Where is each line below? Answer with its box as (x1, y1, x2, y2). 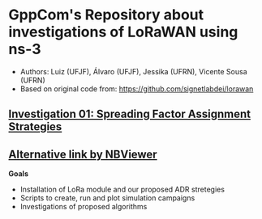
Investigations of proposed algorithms (19, 202, 148, 212)
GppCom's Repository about (8, 6, 204, 24)
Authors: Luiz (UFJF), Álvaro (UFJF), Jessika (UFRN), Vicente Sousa (19, 66, 247, 76)
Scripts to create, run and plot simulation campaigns (19, 193, 195, 203)
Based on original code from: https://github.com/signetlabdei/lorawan (19, 83, 254, 94)
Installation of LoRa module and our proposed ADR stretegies (19, 184, 225, 195)
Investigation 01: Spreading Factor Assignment (8, 107, 251, 121)
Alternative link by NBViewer (8, 147, 157, 161)
